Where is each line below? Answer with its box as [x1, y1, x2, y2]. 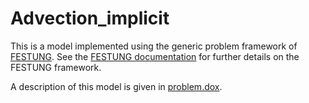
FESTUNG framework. [10, 61, 102, 73]
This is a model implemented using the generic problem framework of [10, 40, 298, 52]
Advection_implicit [10, 7, 170, 30]
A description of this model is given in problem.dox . [10, 80, 223, 92]
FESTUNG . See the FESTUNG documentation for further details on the [10, 50, 300, 62]
